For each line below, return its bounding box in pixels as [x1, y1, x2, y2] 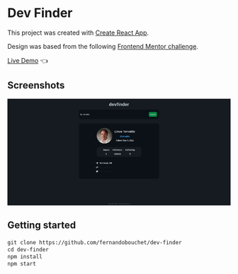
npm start [7, 260, 37, 267]
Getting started [7, 219, 76, 232]
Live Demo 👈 [7, 56, 48, 64]
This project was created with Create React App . [7, 28, 149, 37]
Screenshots [7, 79, 65, 91]
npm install [7, 253, 42, 260]
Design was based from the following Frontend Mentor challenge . [7, 42, 198, 50]
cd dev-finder [7, 246, 50, 253]
